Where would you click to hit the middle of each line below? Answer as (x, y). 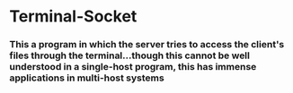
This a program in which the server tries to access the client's (147, 45)
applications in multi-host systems (87, 78)
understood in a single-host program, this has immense (133, 67)
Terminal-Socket (73, 17)
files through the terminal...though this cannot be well (129, 55)
